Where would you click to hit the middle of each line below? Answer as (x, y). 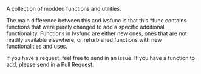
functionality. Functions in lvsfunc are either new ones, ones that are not (97, 33)
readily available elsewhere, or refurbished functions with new (84, 40)
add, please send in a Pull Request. (50, 64)
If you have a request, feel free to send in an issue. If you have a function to (101, 58)
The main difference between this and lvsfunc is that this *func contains (97, 20)
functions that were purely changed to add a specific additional (86, 27)
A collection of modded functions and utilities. (64, 9)
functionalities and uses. (37, 46)
